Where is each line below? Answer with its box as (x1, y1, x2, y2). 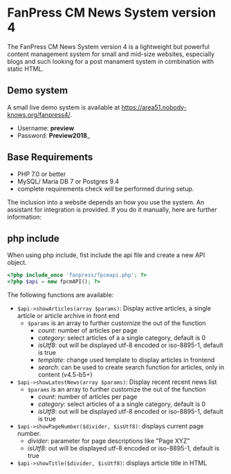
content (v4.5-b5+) (37, 371, 93, 379)
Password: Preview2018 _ (17, 131, 91, 139)
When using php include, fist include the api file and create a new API (7, 251, 205, 259)
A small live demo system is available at (7, 103, 120, 112)
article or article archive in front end (17, 312, 120, 320)
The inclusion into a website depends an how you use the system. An (7, 197, 205, 206)
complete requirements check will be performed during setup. (17, 184, 194, 193)
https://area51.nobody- (121, 103, 187, 112)
